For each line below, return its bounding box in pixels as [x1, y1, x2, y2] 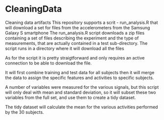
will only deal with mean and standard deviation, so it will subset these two [5, 89, 156, 95]
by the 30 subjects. [5, 109, 44, 115]
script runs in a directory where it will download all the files [5, 45, 124, 51]
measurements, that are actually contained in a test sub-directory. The [5, 40, 148, 46]
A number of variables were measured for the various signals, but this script [5, 84, 159, 90]
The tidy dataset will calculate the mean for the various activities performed [5, 104, 158, 110]
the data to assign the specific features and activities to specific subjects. [5, 75, 154, 80]
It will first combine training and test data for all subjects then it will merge [5, 69, 155, 75]
